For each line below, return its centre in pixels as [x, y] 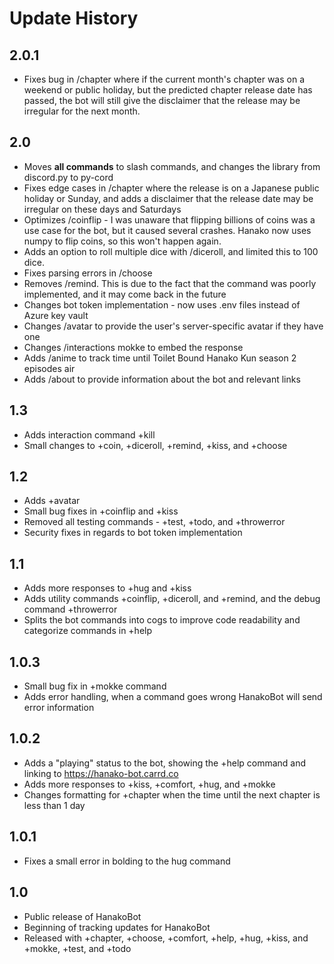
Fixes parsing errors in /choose [88, 273]
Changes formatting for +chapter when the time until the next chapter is [172, 794]
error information [59, 708]
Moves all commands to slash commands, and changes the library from [172, 166]
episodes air [49, 368]
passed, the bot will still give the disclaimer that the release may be [162, 100]
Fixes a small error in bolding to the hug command [127, 861]
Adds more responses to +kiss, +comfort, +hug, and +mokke [149, 784]
